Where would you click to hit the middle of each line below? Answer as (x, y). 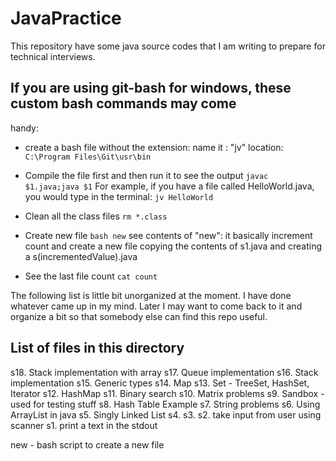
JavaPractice (66, 18)
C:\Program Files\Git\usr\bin (88, 157)
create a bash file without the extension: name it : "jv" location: (154, 147)
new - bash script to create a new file (87, 444)
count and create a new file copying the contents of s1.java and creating (173, 246)
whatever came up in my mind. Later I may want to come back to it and (156, 306)
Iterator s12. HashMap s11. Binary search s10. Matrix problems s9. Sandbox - (167, 393)
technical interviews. (53, 56)
